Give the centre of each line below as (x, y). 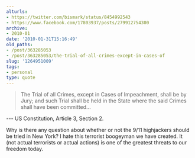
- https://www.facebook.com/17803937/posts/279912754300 (78, 22)
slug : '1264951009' (30, 61)
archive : (17, 28)
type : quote (21, 78)
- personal (19, 72)
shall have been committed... (56, 107)
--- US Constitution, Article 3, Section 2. (55, 118)
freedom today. (25, 149)
